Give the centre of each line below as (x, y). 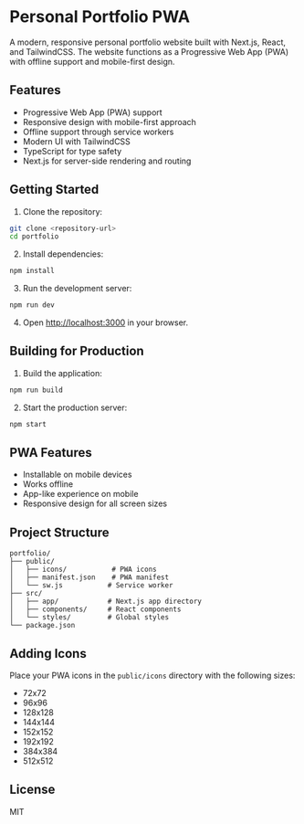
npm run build (37, 390)
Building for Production (77, 351)
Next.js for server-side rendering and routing (107, 161)
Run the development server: (77, 289)
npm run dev (32, 305)
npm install (32, 271)
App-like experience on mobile (80, 494)
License (32, 790)
